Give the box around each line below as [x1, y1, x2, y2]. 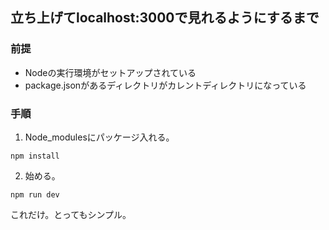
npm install [10, 151, 60, 161]
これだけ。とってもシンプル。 [10, 208, 132, 220]
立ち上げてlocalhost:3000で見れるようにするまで [10, 9, 320, 27]
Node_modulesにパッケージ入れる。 [24, 131, 175, 143]
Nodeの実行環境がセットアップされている [24, 66, 197, 78]
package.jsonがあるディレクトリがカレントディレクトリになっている [24, 79, 307, 91]
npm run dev [10, 189, 60, 200]
